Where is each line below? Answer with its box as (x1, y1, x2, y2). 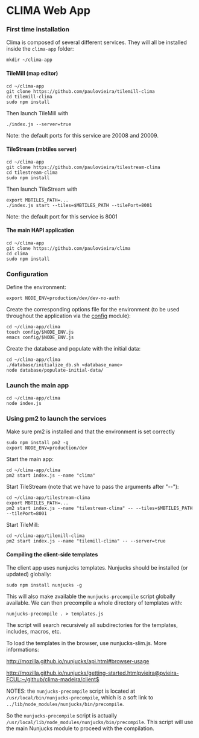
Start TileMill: (6, 521, 39, 528)
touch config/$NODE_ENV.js (6, 329, 74, 336)
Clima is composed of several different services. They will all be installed (6, 39, 187, 46)
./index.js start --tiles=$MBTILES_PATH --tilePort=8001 (6, 202, 153, 208)
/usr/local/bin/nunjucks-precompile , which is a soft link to (6, 694, 154, 701)
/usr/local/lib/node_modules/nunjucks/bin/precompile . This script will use (6, 719, 194, 726)
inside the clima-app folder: (6, 45, 74, 52)
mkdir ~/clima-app (6, 57, 52, 63)
